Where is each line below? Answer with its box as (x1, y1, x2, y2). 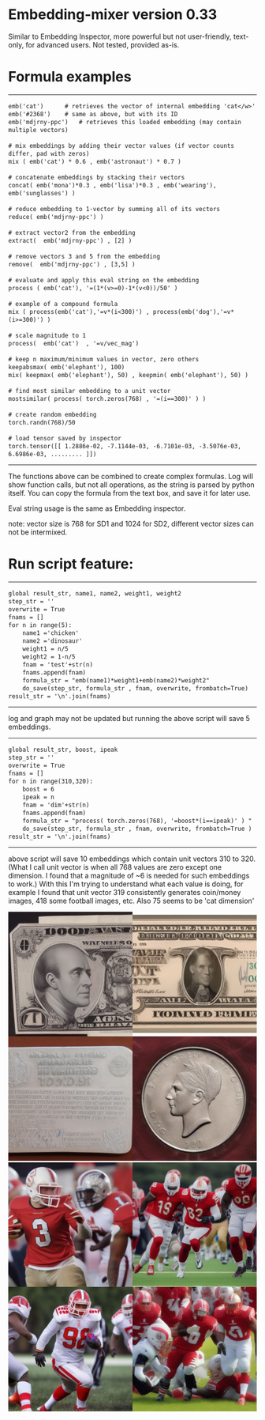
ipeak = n (22, 793, 55, 801)
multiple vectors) (8, 126, 69, 134)
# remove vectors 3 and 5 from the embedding (8, 252, 160, 260)
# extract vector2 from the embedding (8, 228, 136, 236)
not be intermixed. (8, 527, 68, 537)
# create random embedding (8, 410, 97, 418)
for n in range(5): (8, 621, 73, 629)
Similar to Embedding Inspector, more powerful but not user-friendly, (8, 32, 232, 41)
